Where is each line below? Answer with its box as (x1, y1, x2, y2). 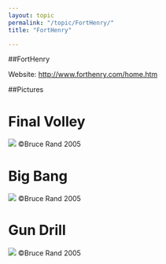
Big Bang (8, 167, 68, 185)
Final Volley (8, 112, 86, 130)
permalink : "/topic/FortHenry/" (8, 19, 114, 27)
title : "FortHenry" (8, 26, 72, 34)
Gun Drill (8, 222, 67, 240)
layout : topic (8, 11, 55, 20)
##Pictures (8, 85, 44, 94)
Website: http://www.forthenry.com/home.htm (8, 70, 158, 79)
